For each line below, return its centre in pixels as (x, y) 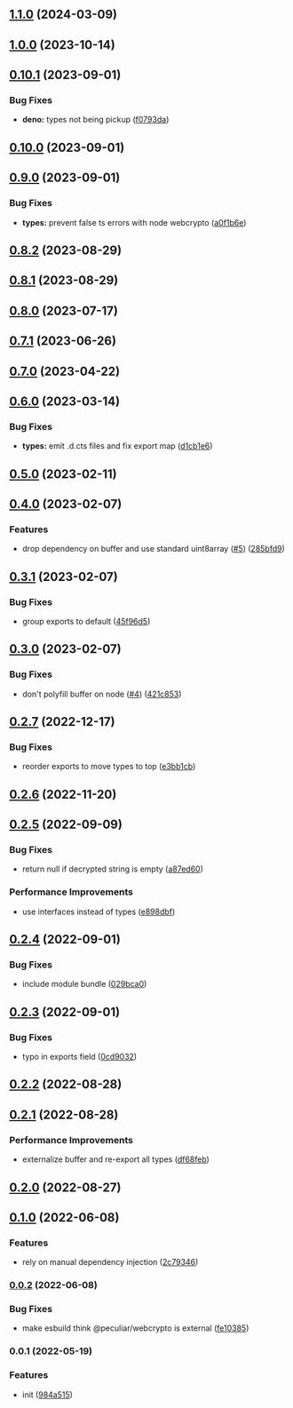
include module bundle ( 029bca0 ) (84, 984)
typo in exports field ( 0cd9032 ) (79, 1057)
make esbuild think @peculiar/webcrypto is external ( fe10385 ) (135, 1328)
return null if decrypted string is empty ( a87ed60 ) (113, 869)
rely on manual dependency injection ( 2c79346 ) (110, 1262)
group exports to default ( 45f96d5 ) (86, 621)
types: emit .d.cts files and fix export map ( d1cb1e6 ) (117, 446)
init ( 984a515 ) (48, 1395)
